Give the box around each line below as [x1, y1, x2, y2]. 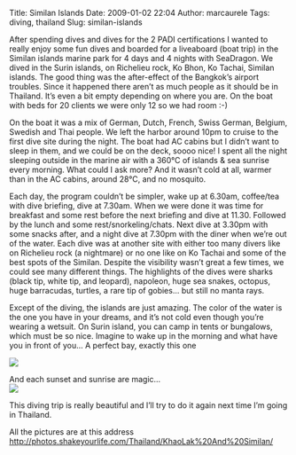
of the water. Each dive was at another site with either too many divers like [9, 239, 281, 248]
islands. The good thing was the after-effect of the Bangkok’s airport [9, 72, 260, 82]
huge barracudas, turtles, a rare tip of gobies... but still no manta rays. [9, 286, 265, 295]
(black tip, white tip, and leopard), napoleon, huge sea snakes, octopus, [9, 276, 271, 286]
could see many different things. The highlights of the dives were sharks [9, 266, 273, 277]
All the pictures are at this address [9, 427, 135, 437]
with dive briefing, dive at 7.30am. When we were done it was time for [9, 200, 264, 211]
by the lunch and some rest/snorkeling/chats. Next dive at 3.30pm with [9, 219, 269, 230]
